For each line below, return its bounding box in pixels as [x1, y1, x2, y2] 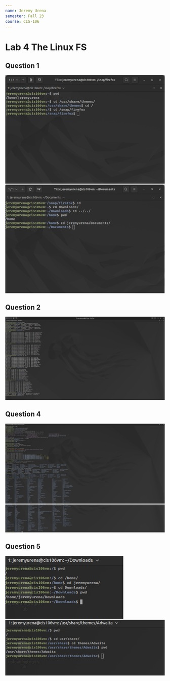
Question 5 [5, 542, 41, 551]
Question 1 [5, 61, 39, 70]
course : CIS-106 [5, 19, 39, 24]
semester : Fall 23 [5, 13, 44, 19]
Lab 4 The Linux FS [5, 41, 87, 53]
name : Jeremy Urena [5, 8, 47, 13]
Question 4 [5, 410, 41, 419]
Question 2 [5, 303, 41, 312]
